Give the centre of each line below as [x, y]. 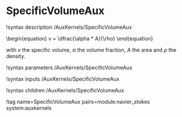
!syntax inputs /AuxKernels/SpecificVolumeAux [63, 79]
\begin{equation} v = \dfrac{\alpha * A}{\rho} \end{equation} [80, 38]
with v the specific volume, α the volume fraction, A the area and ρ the [91, 50]
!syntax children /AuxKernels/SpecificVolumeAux [65, 90]
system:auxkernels [29, 108]
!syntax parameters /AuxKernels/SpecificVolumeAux [69, 67]
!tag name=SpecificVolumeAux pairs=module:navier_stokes [78, 102]
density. [16, 56]
